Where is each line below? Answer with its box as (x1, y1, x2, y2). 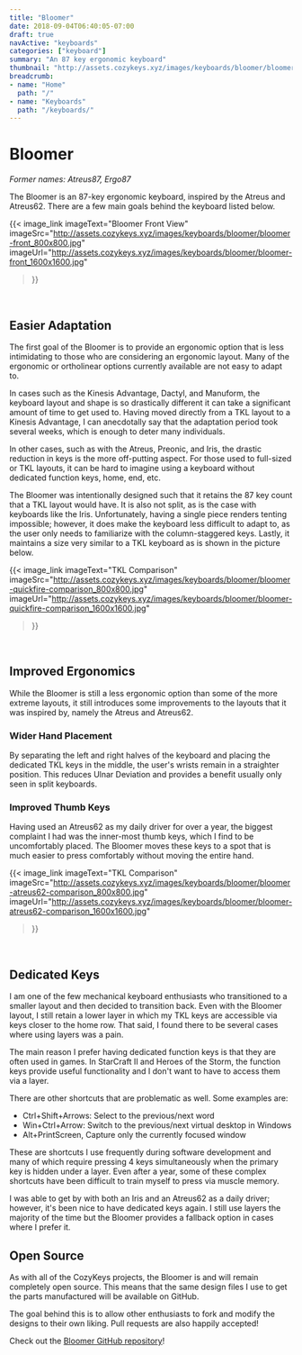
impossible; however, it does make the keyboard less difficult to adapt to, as (9, 519, 290, 529)
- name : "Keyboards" (9, 96, 87, 106)
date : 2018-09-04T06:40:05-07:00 (9, 22, 135, 31)
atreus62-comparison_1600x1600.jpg (9, 906, 147, 917)
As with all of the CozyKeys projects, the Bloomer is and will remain (9, 1272, 259, 1283)
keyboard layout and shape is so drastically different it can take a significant (9, 397, 291, 408)
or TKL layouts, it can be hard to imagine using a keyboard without (9, 463, 255, 473)
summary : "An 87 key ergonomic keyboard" (9, 55, 167, 64)
